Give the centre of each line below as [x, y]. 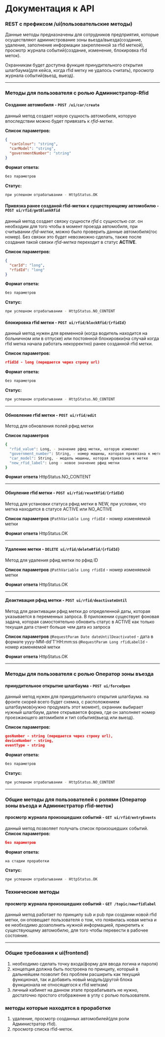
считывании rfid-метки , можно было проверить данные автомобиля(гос [81, 232]
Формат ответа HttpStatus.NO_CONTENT [48, 477]
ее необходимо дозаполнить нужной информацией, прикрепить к [74, 925]
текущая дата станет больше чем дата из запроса [58, 627]
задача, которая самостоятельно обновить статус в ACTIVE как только [80, 622]
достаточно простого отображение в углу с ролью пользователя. [81, 995]
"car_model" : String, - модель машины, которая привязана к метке [79, 458]
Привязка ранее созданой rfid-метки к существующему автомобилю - [82, 206]
